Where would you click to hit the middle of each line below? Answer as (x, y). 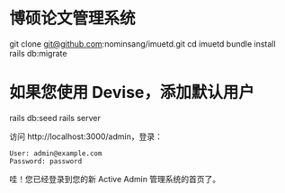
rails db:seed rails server (55, 118)
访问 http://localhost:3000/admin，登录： (86, 136)
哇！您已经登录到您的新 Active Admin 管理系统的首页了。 (115, 179)
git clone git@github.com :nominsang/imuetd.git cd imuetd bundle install (142, 44)
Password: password (46, 161)
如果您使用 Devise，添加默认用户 (132, 93)
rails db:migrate (38, 53)
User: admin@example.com (56, 154)
